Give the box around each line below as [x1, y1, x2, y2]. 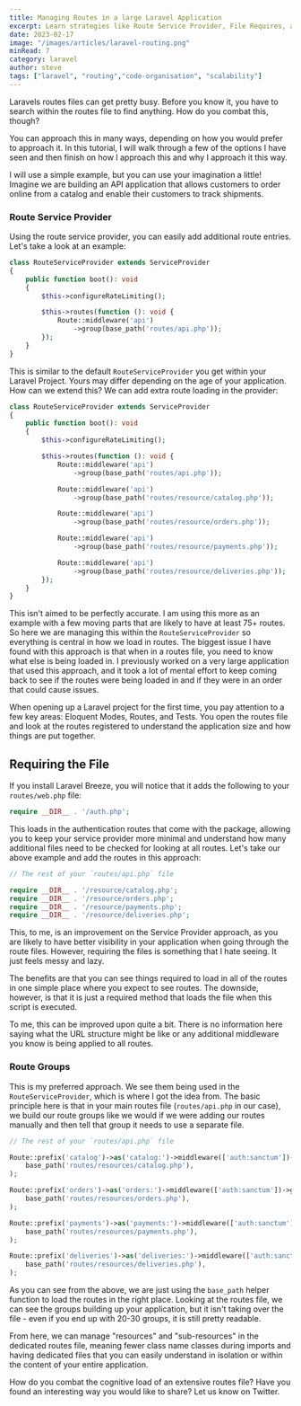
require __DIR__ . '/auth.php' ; [9, 808, 130, 817]
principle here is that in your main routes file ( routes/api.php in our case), [9, 1100, 281, 1110]
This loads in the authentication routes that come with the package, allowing [9, 823, 291, 834]
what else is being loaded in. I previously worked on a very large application [9, 656, 289, 667]
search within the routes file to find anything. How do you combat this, [9, 105, 269, 117]
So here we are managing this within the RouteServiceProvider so [9, 627, 251, 638]
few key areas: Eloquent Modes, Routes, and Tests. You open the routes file [9, 712, 288, 722]
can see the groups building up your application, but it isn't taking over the [9, 1304, 284, 1314]
